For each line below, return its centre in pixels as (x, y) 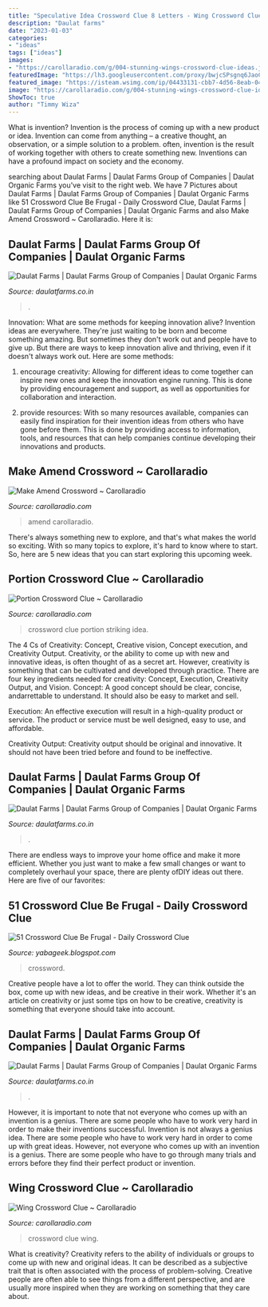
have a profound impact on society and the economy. (96, 161)
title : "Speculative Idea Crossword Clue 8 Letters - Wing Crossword (126, 16)
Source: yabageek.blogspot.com (62, 953)
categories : (28, 38)
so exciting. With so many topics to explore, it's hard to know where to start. (133, 545)
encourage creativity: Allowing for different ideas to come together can (136, 371)
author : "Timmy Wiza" (44, 105)
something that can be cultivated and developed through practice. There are (134, 670)
